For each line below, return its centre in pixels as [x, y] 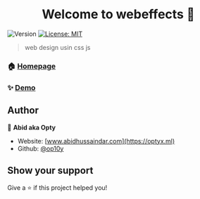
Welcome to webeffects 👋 [118, 14]
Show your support [50, 171]
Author [23, 111]
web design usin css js [57, 47]
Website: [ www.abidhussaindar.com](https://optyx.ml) [96, 141]
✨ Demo [21, 87]
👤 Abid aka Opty [32, 127]
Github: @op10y [40, 148]
